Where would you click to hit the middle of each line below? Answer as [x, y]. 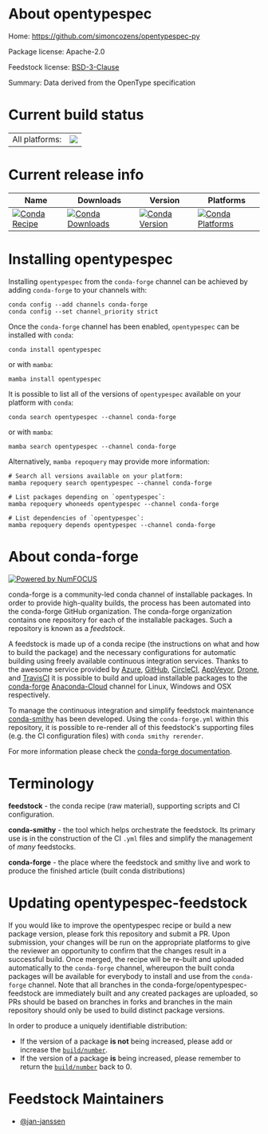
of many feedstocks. [42, 847]
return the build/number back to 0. [76, 1066]
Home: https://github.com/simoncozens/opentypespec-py [104, 36]
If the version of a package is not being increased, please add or [126, 1041]
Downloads [99, 200]
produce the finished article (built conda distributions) [97, 870]
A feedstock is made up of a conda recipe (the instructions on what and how [134, 644]
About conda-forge [73, 556]
